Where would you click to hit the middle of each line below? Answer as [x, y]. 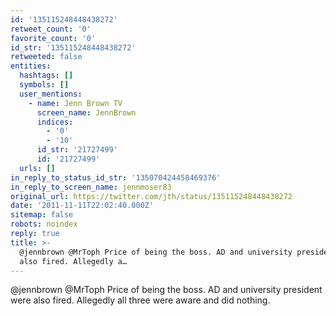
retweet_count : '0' [51, 29]
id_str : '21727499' [77, 150]
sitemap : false [42, 215]
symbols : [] [44, 85]
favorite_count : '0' [53, 38]
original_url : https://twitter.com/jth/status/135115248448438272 [151, 196]
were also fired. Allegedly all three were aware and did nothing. [140, 300]
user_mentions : [51, 94]
